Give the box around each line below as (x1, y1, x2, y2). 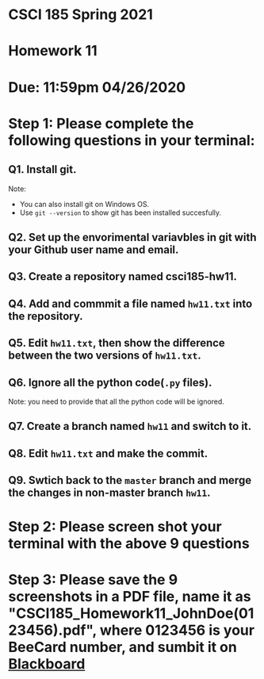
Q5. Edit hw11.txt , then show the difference (8, 336, 226, 350)
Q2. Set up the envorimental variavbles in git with (8, 230, 257, 244)
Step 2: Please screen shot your (8, 518, 222, 536)
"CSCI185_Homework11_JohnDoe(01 (8, 604, 254, 623)
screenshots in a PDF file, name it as (8, 588, 251, 606)
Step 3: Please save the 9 (8, 571, 178, 589)
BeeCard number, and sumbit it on (8, 639, 238, 656)
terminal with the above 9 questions (8, 535, 250, 553)
